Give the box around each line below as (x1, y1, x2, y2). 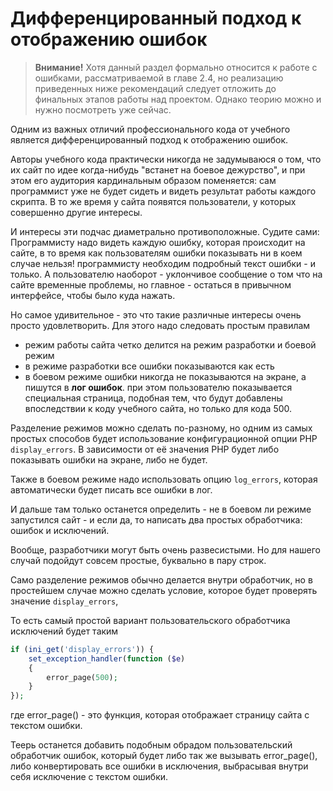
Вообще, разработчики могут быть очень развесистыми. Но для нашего (10, 543, 321, 556)
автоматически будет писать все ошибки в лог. (10, 483, 213, 496)
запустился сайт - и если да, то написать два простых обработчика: (10, 513, 303, 526)
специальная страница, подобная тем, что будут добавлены (24, 392, 283, 404)
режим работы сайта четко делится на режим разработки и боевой (24, 338, 317, 351)
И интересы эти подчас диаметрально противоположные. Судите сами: (10, 225, 320, 237)
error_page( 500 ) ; (46, 672, 118, 682)
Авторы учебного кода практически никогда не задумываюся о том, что (10, 153, 322, 165)
